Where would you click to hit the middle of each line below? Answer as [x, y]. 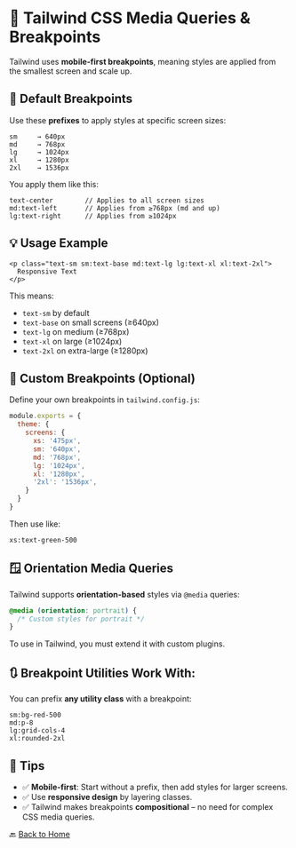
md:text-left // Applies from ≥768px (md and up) [115, 208]
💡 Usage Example [59, 243]
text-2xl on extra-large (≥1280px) [85, 351]
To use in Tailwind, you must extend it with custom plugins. [117, 644]
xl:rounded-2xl [37, 739]
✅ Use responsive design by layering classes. [107, 796]
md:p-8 [21, 723]
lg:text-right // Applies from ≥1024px [93, 216]
